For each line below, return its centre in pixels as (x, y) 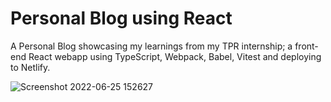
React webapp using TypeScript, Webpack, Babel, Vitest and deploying (175, 56)
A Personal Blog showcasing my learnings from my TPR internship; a (151, 46)
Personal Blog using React (121, 18)
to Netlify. (30, 67)
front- (306, 46)
